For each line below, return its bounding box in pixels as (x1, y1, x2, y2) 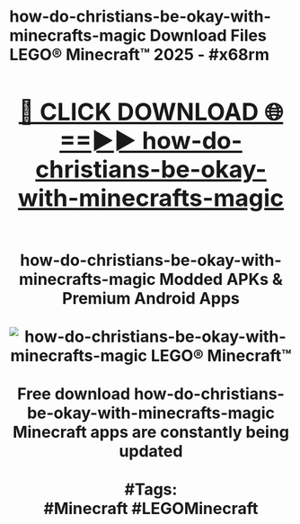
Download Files (149, 25, 267, 46)
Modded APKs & (159, 269, 283, 289)
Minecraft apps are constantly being (12, 422, 290, 442)
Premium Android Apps (62, 288, 240, 308)
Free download (17, 384, 131, 404)
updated (119, 440, 183, 461)
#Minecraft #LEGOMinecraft (43, 498, 259, 519)
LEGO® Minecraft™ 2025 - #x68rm (9, 45, 269, 65)
